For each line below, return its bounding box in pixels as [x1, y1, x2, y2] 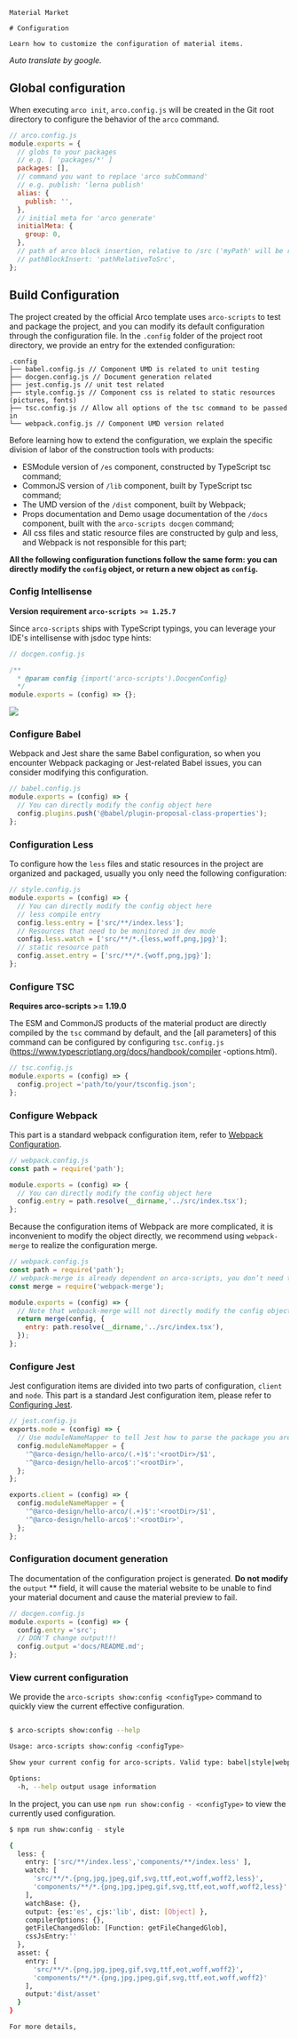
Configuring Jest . [9, 1399, 74, 1410]
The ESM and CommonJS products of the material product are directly [9, 1018, 268, 1029]
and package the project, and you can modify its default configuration [9, 321, 265, 331]
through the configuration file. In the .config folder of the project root [9, 330, 263, 341]
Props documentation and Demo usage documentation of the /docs [21, 508, 269, 519]
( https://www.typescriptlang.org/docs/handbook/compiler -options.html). [9, 1047, 278, 1057]
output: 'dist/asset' [25, 1990, 101, 1999]
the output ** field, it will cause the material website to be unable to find [9, 1582, 272, 1593]
